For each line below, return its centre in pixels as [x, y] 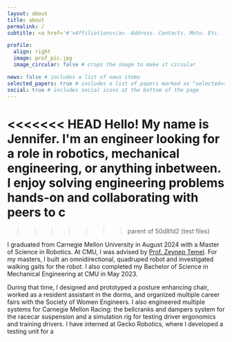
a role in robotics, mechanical [94, 153]
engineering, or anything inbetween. [114, 168]
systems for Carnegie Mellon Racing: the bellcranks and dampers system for [116, 310]
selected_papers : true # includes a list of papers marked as [98, 84]
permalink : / [26, 26]
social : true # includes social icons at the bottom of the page [103, 90]
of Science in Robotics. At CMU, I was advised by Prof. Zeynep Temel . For [112, 252]
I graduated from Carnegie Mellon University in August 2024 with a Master [113, 245]
